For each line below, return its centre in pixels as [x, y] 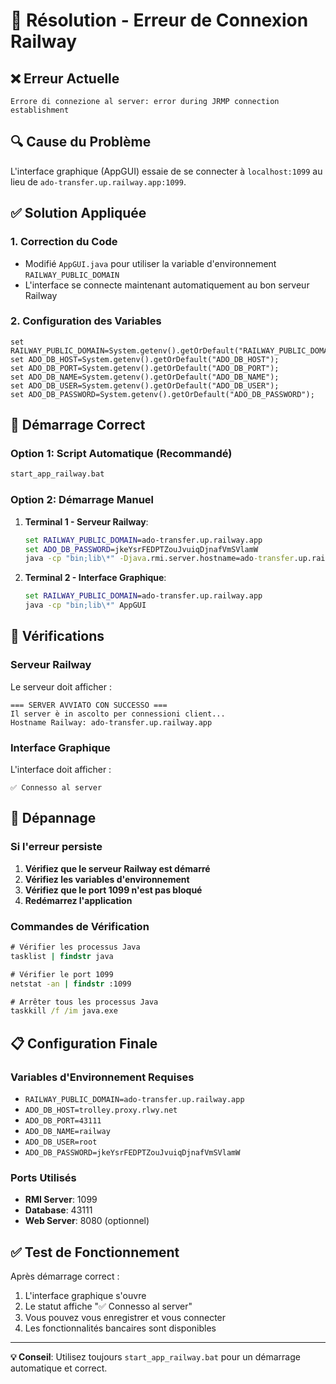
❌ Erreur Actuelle [65, 78]
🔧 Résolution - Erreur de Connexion [159, 20]
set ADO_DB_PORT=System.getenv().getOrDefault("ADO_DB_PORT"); [145, 368]
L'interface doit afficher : [61, 770]
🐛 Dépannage [53, 818]
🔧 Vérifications [57, 636]
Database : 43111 [58, 1210]
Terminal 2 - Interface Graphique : [95, 578]
